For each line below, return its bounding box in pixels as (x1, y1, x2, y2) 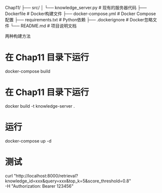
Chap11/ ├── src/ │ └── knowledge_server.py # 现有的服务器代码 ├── (5, 5, 147, 10)
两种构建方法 (5, 33, 31, 39)
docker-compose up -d (5, 138, 52, 144)
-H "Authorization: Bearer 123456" (5, 183, 74, 189)
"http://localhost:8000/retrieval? (14, 173, 79, 178)
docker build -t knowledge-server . (5, 103, 75, 109)
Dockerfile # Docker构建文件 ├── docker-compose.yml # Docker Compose (5, 11, 156, 16)
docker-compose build (5, 68, 50, 74)
